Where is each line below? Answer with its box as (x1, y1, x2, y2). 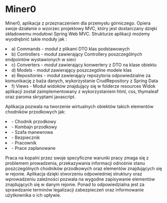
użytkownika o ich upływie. (5, 192, 61, 198)
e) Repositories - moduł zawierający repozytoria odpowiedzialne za (12, 72, 151, 78)
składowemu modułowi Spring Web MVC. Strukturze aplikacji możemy (5, 31, 150, 37)
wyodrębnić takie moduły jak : (5, 36, 67, 42)
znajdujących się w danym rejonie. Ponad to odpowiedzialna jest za (5, 181, 144, 187)
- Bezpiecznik (12, 134, 40, 140)
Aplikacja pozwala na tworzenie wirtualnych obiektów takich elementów (5, 103, 154, 109)
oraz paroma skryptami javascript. (5, 94, 76, 100)
